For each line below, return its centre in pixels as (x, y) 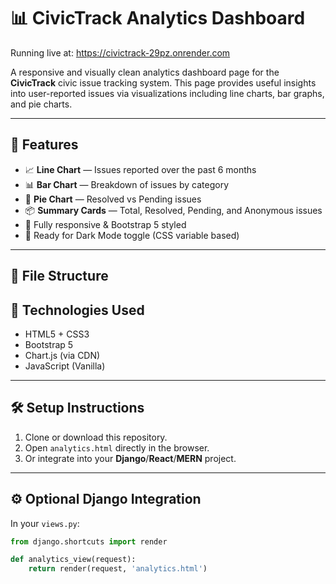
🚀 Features (44, 145)
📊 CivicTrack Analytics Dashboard (158, 18)
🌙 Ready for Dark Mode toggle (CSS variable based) (132, 235)
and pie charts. (41, 104)
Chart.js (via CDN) (62, 355)
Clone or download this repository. (96, 437)
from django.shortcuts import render (89, 541)
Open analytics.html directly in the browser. (117, 447)
